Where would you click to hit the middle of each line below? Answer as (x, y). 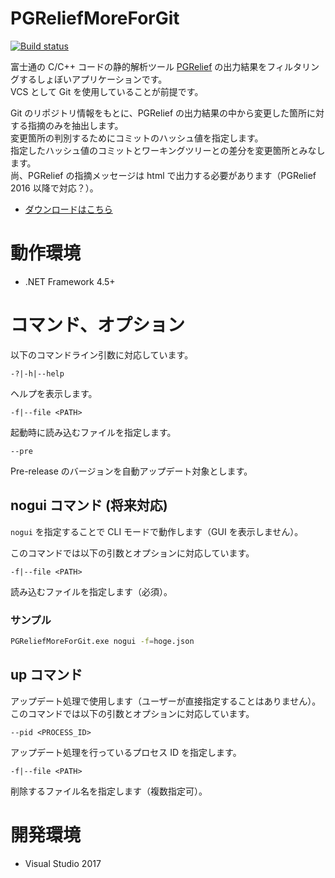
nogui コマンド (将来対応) (89, 505)
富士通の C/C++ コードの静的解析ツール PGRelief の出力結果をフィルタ (156, 66)
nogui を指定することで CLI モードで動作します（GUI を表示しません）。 (157, 531)
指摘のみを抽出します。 (75, 125)
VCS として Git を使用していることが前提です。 (107, 91)
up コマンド (46, 675)
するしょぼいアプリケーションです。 (93, 79)
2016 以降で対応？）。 (54, 188)
